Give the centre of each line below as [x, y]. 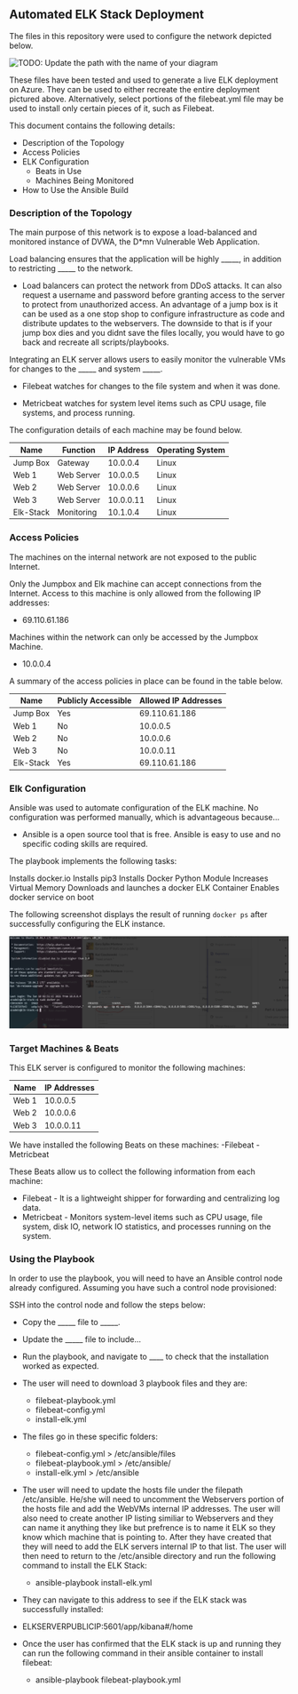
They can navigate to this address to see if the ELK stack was [134, 1600]
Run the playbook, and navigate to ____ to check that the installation [145, 1357]
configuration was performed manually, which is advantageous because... [145, 818]
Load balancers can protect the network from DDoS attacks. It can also [152, 286]
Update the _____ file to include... [82, 1339]
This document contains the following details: [92, 125]
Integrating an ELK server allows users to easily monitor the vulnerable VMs [148, 360]
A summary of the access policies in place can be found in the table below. [146, 681]
